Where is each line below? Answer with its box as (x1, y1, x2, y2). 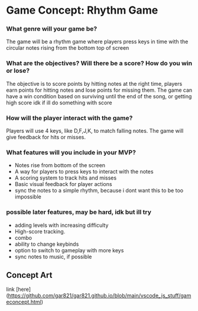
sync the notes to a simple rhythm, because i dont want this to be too (14, 187, 184, 194)
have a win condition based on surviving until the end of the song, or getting (6, 92, 192, 100)
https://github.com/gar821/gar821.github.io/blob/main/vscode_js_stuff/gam (8, 292, 191, 299)
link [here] (6, 286, 31, 293)
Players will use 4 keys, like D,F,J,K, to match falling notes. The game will (6, 127, 184, 134)
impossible (14, 193, 41, 200)
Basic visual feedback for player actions (14, 181, 112, 188)
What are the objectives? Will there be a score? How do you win (6, 59, 193, 68)
